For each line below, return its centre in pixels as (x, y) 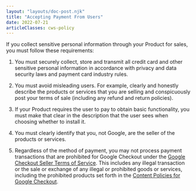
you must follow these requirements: (50, 51)
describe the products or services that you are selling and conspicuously (102, 92)
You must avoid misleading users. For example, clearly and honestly (97, 86)
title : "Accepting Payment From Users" (55, 17)
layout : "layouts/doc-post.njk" (45, 11)
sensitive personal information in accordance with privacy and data (95, 68)
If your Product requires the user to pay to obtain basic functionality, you (102, 109)
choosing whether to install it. (50, 122)
